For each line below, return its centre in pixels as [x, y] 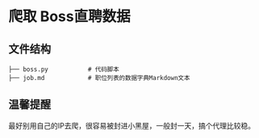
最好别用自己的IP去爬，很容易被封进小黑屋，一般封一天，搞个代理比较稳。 [132, 125]
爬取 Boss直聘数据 [69, 17]
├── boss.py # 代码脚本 [64, 69]
